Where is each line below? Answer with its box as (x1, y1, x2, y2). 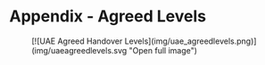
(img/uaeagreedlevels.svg (31, 45, 128, 55)
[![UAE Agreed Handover (31, 36, 123, 46)
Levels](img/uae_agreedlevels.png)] (124, 36, 257, 46)
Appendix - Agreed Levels (9, 6, 207, 27)
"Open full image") (128, 45, 198, 55)
